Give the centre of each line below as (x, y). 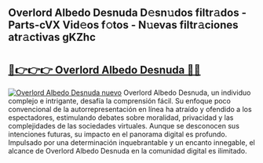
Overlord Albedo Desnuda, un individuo (187, 92)
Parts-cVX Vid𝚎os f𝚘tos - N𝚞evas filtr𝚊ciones (123, 25)
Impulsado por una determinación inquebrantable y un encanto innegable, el (131, 143)
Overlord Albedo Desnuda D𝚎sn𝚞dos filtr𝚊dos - (128, 13)
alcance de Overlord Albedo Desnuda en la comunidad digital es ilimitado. (128, 151)
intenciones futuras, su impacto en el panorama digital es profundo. (118, 134)
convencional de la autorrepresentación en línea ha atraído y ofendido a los (130, 109)
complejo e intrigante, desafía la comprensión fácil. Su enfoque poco (120, 101)
